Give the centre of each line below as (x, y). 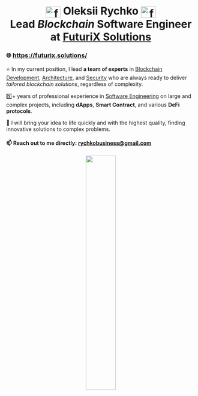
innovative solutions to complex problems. (58, 129)
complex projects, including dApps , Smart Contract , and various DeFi (93, 105)
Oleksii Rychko (101, 11)
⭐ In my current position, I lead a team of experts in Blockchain (84, 69)
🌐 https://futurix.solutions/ (47, 55)
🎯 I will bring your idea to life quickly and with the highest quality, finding (96, 123)
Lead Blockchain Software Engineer (101, 24)
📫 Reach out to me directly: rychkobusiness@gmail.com (79, 143)
